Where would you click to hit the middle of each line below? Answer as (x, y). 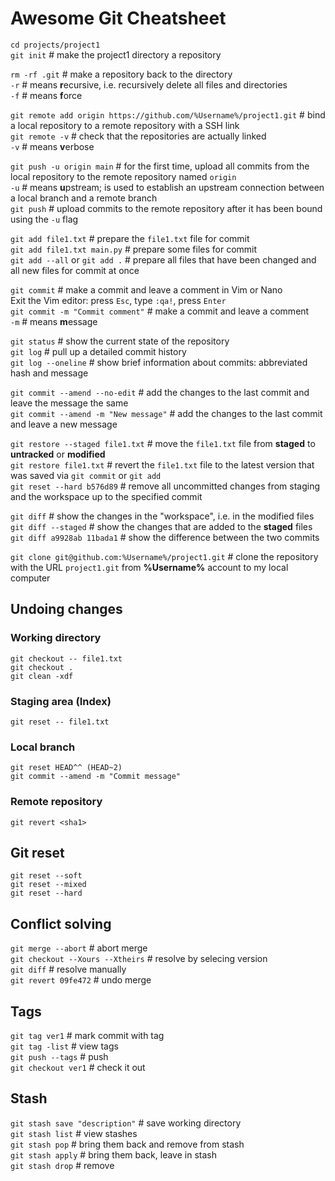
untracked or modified (58, 454)
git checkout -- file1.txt (66, 658)
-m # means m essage (54, 321)
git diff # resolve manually (68, 969)
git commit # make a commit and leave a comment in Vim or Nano (146, 289)
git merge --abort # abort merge (79, 948)
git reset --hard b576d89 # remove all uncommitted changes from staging (165, 486)
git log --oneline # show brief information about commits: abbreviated (159, 362)
